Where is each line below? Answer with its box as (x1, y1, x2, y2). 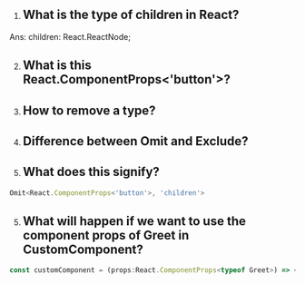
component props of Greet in (22, 228, 190, 243)
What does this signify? (22, 164, 161, 180)
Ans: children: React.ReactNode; (9, 31, 132, 42)
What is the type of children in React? (22, 7, 240, 23)
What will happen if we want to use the (22, 213, 247, 230)
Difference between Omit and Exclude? (22, 133, 249, 149)
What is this (22, 58, 93, 73)
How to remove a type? (22, 103, 156, 118)
